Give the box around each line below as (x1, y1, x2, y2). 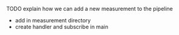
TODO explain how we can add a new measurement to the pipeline (6, 5, 173, 12)
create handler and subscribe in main (15, 24, 109, 30)
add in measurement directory (15, 17, 91, 24)
